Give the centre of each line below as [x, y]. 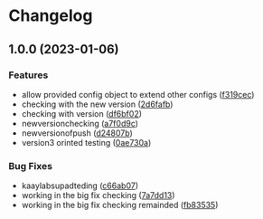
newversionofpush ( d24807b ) [77, 133]
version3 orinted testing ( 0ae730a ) [86, 142]
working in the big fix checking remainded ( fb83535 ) [120, 205]
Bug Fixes [31, 166]
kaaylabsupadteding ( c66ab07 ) [80, 186]
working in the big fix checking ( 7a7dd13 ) [98, 195]
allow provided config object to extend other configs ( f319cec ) [138, 94]
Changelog [51, 16]
